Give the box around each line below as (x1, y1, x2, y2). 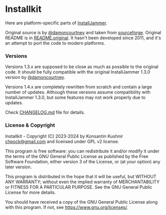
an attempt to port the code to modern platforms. (5, 40, 106, 46)
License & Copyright (5, 122, 55, 129)
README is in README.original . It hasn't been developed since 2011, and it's (5, 35, 161, 41)
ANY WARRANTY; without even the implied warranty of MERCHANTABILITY (5, 179, 160, 185)
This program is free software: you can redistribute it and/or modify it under (5, 148, 160, 154)
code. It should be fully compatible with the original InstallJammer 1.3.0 (5, 69, 150, 75)
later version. (5, 164, 32, 170)
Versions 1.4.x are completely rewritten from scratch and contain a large (5, 84, 152, 90)
